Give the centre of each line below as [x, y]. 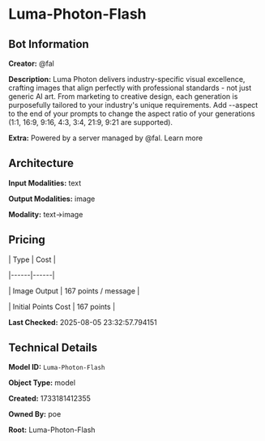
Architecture [41, 163]
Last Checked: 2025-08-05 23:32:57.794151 [83, 322]
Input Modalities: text [45, 182]
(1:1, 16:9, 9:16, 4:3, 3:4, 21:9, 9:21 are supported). [90, 122]
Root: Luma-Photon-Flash [52, 430]
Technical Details [53, 348]
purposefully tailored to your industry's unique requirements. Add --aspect [133, 105]
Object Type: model [42, 383]
